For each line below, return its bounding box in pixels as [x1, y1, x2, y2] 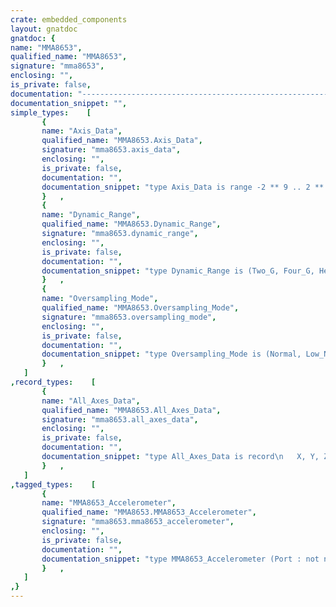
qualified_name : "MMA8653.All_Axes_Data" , [41, 405, 222, 415]
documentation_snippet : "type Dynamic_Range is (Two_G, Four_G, [41, 266, 315, 276]
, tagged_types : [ [10, 479, 97, 490]
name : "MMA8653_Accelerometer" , [41, 498, 177, 508]
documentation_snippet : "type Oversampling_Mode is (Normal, [41, 349, 302, 360]
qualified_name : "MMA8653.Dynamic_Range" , [41, 219, 222, 230]
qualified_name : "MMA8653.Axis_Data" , [41, 136, 203, 146]
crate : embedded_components [10, 14, 128, 25]
